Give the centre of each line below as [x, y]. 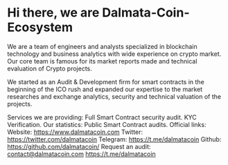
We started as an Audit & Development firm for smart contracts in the [106, 81]
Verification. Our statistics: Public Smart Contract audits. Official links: [107, 124]
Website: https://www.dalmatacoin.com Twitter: [75, 132]
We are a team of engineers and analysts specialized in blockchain [102, 46]
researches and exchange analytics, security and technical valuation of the [114, 96]
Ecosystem [40, 27]
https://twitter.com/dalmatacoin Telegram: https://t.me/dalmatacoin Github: [114, 139]
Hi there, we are [53, 13]
